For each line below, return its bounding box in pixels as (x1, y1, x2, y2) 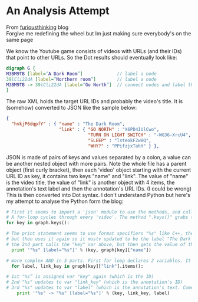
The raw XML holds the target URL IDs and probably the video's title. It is (6, 98, 183, 105)
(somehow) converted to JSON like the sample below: (6, 104, 137, 111)
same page (6, 36, 34, 43)
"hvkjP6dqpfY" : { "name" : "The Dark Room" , (11, 121, 126, 127)
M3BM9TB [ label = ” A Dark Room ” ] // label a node (6, 71, 157, 77)
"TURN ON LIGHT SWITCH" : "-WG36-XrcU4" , (87, 132, 192, 138)
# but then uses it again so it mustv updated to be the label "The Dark (6, 236, 192, 242)
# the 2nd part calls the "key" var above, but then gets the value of (6, 241, 186, 247)
